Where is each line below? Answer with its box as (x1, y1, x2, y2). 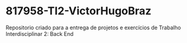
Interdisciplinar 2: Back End (5, 30, 74, 37)
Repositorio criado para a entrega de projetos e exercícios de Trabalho (5, 24, 182, 31)
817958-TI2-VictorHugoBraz (5, 4, 152, 18)
